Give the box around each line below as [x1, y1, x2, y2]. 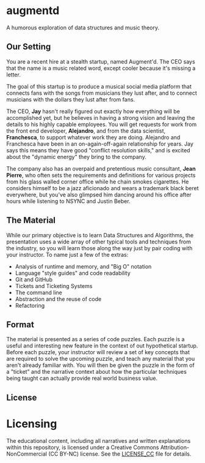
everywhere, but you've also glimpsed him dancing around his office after [6, 191, 192, 198]
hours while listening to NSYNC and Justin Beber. [6, 197, 131, 205]
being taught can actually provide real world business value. [6, 374, 158, 382]
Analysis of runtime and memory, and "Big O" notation [15, 262, 152, 270]
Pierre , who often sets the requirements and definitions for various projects [6, 171, 196, 179]
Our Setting [6, 42, 51, 52]
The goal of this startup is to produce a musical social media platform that [6, 83, 192, 90]
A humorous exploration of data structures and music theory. [6, 24, 160, 31]
